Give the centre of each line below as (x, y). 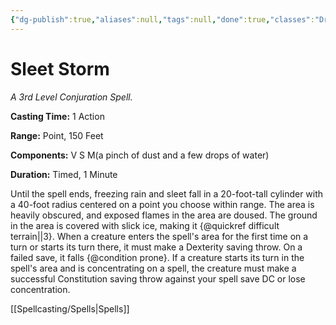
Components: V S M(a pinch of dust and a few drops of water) (140, 155)
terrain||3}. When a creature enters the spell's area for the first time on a (159, 236)
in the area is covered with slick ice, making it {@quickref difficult (145, 225)
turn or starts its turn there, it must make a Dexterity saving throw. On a (156, 247)
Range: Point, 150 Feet (57, 135)
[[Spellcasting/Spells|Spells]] (70, 308)
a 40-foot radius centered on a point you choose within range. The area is (162, 204)
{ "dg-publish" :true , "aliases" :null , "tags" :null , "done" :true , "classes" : (162, 19)
